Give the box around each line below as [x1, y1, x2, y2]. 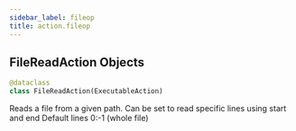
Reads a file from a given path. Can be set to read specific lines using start [9, 103, 287, 114]
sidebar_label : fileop [9, 13, 95, 22]
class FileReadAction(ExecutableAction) [9, 87, 164, 96]
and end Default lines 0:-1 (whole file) [9, 113, 149, 124]
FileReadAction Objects [9, 55, 145, 70]
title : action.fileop [9, 22, 91, 31]
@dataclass [9, 78, 51, 88]
